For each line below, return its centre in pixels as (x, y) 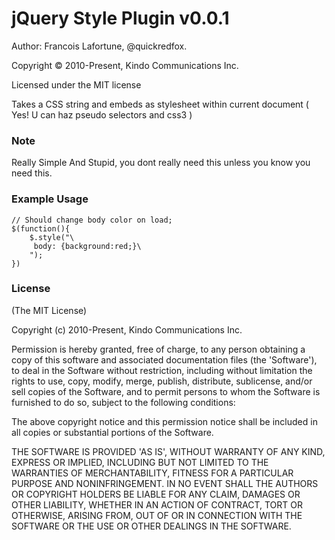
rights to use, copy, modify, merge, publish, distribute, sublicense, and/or (162, 381)
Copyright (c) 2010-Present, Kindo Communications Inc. (127, 329)
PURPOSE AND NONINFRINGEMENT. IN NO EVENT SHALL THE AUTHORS (165, 483)
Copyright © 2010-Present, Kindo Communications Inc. (125, 65)
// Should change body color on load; (92, 220)
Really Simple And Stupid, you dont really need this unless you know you (161, 163)
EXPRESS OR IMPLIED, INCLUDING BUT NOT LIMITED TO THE (140, 462)
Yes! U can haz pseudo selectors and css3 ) (102, 114)
